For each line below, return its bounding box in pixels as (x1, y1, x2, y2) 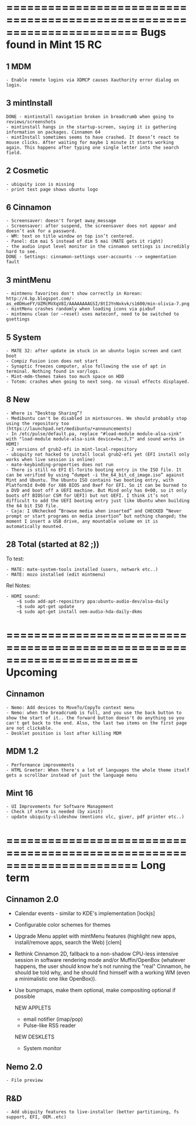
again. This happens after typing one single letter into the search (6, 145, 180, 151)
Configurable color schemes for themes (14, 921, 111, 928)
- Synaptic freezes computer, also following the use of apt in (6, 363, 166, 369)
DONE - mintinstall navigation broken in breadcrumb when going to (6, 113, 174, 119)
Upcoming (6, 666, 58, 679)
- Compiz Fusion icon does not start (6, 358, 98, 365)
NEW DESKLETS (14, 1033, 54, 1041)
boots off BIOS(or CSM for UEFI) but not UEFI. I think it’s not (6, 492, 169, 499)
